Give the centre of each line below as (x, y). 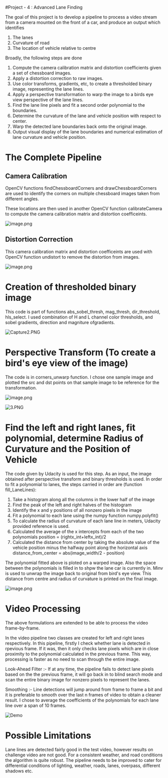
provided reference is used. (41, 526)
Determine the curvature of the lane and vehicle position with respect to (87, 116)
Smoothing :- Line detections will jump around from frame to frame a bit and (84, 689)
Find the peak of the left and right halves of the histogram (72, 505)
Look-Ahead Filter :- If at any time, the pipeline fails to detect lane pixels (79, 669)
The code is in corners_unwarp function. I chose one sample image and (79, 377)
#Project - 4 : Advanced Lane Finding (44, 7)
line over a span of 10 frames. (36, 705)
